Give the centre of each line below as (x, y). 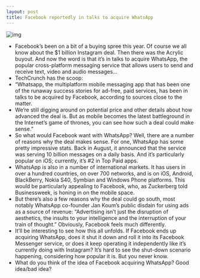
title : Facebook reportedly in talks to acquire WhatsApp (80, 17)
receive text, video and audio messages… (66, 71)
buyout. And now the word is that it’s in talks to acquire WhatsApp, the (101, 59)
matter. (24, 103)
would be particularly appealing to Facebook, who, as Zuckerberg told (101, 186)
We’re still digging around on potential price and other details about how (104, 110)
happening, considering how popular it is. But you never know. (92, 256)
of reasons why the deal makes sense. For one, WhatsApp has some (99, 141)
